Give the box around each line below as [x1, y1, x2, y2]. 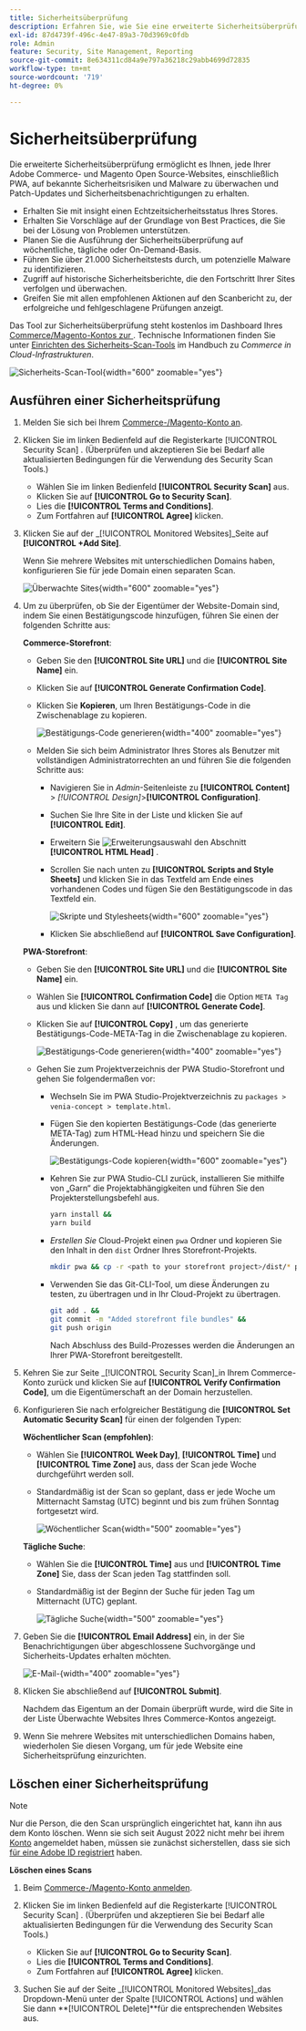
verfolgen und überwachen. [22, 283, 127, 294]
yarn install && [49, 1210, 112, 1220]
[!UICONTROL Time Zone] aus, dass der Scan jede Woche [36, 1459, 257, 1469]
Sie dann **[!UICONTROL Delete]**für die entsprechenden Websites [22, 2003, 283, 2015]
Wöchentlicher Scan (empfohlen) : [22, 1431, 154, 1442]
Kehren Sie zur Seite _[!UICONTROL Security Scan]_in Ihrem [22, 1366, 250, 1377]
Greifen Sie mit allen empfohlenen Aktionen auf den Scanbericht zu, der [22, 293, 293, 304]
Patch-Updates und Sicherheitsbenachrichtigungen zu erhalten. [9, 188, 250, 199]
